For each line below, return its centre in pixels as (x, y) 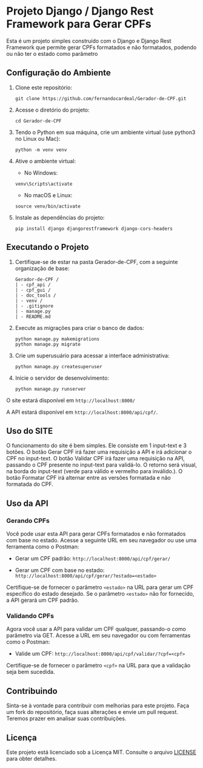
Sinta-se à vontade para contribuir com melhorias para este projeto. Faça (98, 706)
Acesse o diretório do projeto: (52, 110)
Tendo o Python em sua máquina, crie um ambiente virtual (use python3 (105, 132)
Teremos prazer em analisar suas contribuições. (66, 719)
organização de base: (42, 268)
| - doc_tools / (35, 295)
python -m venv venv (41, 150)
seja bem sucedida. (31, 672)
